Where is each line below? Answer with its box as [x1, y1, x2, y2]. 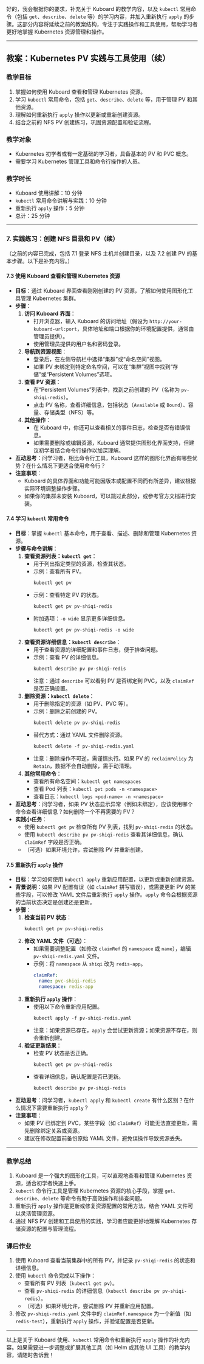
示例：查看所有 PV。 [33, 568, 85, 575]
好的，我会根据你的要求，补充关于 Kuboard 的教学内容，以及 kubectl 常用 [6, 5, 191, 12]
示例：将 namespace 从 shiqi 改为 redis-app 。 [33, 960, 146, 967]
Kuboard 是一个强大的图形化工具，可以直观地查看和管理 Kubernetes [15, 1172, 186, 1179]
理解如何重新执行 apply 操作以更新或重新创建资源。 [15, 111, 144, 118]
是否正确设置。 [33, 684, 71, 692]
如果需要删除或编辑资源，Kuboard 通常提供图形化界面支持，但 [33, 439, 189, 446]
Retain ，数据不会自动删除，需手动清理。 [33, 762, 135, 770]
